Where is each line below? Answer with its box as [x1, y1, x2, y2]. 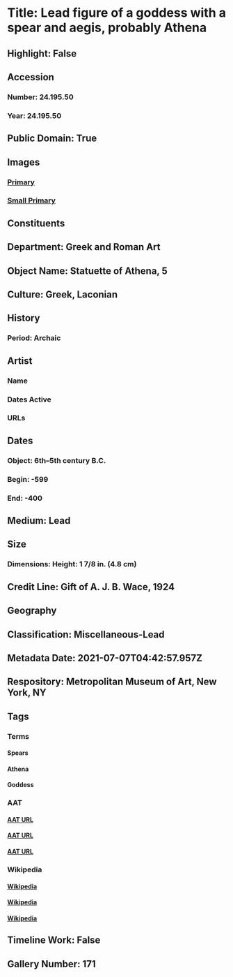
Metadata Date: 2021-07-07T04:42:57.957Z [7, 652, 203, 664]
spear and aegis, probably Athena [7, 20, 207, 36]
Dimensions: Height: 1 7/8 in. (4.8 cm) [7, 559, 137, 569]
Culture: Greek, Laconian [7, 288, 118, 300]
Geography [7, 605, 57, 617]
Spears [7, 749, 29, 757]
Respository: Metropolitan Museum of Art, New [7, 676, 217, 688]
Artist [7, 355, 33, 367]
